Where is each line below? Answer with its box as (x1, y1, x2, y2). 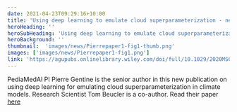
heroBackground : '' (7, 36, 65, 43)
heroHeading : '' (7, 23, 55, 30)
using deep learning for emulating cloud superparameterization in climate (7, 82, 221, 91)
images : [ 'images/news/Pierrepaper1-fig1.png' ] (7, 50, 150, 57)
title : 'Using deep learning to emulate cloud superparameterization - (7, 17, 222, 24)
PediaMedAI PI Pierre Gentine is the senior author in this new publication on (7, 75, 227, 83)
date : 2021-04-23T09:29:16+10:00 (7, 10, 106, 17)
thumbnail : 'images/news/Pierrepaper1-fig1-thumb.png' (7, 43, 175, 50)
